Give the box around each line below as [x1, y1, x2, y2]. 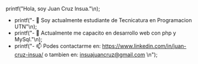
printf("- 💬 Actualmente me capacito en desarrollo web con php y [14, 29, 176, 36]
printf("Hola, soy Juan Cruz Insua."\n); [5, 5, 100, 12]
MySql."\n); [14, 36, 43, 42]
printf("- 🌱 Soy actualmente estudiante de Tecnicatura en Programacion [14, 17, 193, 23]
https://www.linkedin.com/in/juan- [102, 42, 187, 50]
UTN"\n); [14, 23, 37, 30]
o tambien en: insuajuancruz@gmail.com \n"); [44, 51, 158, 58]
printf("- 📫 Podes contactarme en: [14, 42, 101, 50]
